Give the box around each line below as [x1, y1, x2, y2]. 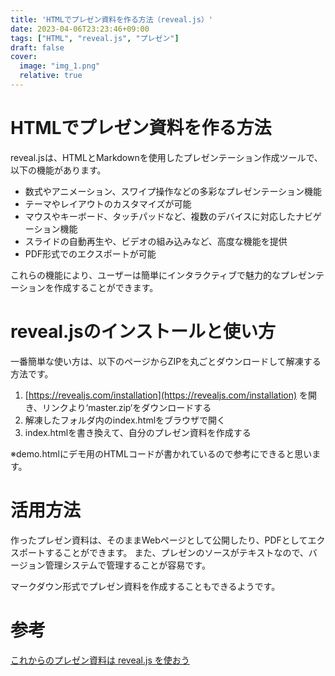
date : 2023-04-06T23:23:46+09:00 [10, 24, 150, 34]
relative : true [19, 71, 83, 81]
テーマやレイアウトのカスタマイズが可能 [24, 197, 192, 210]
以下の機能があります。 [10, 164, 107, 176]
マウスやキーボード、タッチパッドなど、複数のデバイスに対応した [24, 210, 297, 222]
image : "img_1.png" [19, 61, 101, 71]
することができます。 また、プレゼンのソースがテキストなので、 [44, 546, 309, 558]
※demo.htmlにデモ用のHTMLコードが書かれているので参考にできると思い [10, 447, 313, 460]
